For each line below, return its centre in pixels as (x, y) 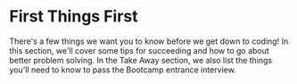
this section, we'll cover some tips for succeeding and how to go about (139, 50)
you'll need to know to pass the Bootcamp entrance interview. (123, 70)
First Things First (74, 17)
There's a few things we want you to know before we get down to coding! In (149, 41)
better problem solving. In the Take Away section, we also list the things (141, 60)
